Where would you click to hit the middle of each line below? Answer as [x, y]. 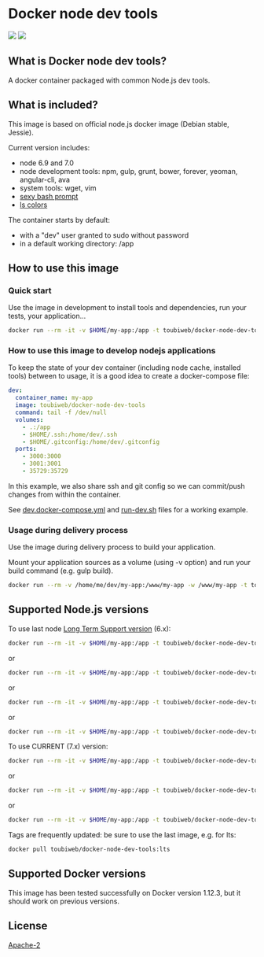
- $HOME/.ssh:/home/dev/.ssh [70, 434]
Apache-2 [24, 944]
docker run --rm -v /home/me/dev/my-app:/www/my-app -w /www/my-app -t [128, 586]
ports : [26, 449]
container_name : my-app [54, 398]
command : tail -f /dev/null [61, 413]
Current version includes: [49, 147]
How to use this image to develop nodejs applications [112, 351]
